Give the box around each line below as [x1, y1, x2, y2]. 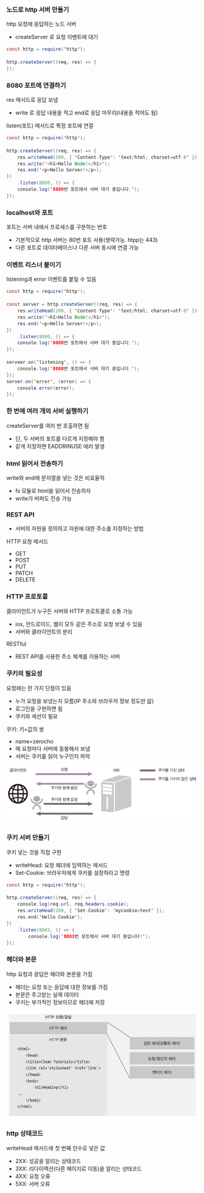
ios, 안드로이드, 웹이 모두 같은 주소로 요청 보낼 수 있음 [15, 620, 142, 628]
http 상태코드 [6, 1129, 44, 1138]
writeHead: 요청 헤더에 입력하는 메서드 [15, 861, 108, 869]
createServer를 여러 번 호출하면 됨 [6, 422, 90, 429]
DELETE [15, 576, 36, 583]
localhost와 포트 [6, 208, 54, 217]
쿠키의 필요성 [6, 669, 43, 678]
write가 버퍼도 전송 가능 [15, 495, 72, 502]
